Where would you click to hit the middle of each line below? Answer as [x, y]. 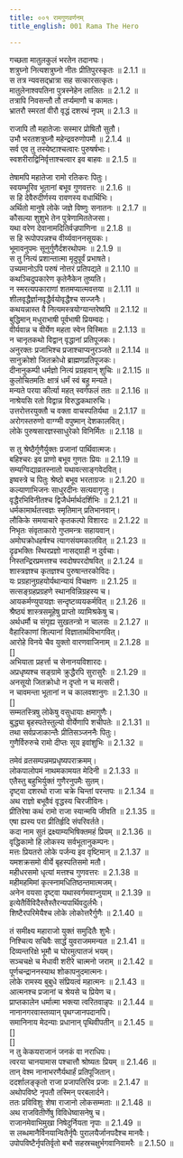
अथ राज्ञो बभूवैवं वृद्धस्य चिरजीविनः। [59, 801]
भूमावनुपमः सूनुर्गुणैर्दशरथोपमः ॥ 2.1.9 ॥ [65, 248]
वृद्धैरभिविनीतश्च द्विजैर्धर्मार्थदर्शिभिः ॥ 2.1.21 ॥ [73, 500]
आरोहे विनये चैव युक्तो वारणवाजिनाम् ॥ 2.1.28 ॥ [79, 642]
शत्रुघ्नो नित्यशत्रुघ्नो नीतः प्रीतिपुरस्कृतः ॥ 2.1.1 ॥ [78, 69]
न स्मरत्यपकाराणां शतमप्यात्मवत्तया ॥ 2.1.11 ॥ [74, 289]
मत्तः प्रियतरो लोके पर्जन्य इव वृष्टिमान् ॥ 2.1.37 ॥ [79, 852]
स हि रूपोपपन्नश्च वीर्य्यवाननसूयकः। [59, 238]
